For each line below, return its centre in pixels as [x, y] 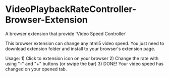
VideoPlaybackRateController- [71, 9]
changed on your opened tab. [36, 69]
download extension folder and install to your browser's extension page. [80, 48]
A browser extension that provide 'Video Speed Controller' [66, 33]
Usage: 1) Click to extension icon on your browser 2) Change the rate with [82, 58]
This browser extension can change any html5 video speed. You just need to [85, 43]
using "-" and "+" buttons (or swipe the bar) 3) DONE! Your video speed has [84, 63]
